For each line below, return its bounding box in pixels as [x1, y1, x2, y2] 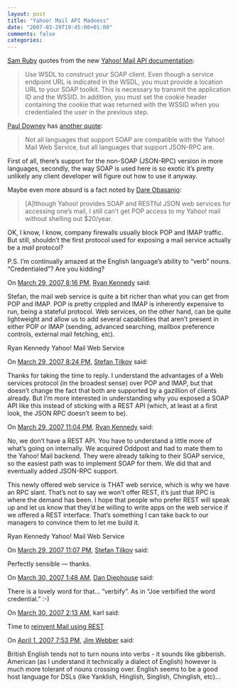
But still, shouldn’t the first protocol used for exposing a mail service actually [7, 236, 232, 244]
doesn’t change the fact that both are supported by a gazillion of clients [7, 387, 217, 395]
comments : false [7, 30, 55, 38]
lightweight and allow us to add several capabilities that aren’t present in [7, 315, 219, 323]
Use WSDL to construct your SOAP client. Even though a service [24, 70, 214, 79]
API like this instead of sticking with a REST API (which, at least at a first [7, 402, 218, 410]
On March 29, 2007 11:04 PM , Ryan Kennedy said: [7, 423, 154, 431]
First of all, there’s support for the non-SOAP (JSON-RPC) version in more [7, 157, 224, 166]
